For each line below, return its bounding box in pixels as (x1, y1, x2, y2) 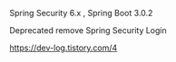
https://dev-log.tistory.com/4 (9, 42, 118, 53)
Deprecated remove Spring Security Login (9, 25, 168, 35)
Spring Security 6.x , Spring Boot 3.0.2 (9, 8, 153, 18)
